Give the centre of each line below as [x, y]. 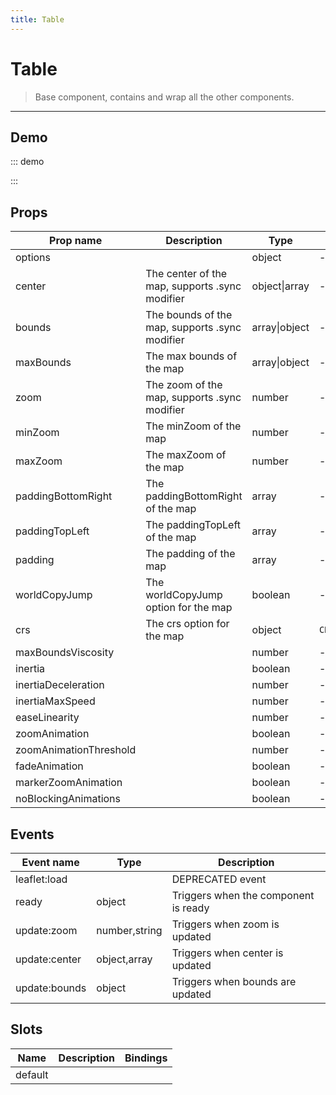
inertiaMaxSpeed [55, 701]
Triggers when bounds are [234, 981]
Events [32, 834]
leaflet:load [41, 879]
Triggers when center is [227, 953]
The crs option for [187, 624]
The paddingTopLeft [193, 525]
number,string [129, 930]
